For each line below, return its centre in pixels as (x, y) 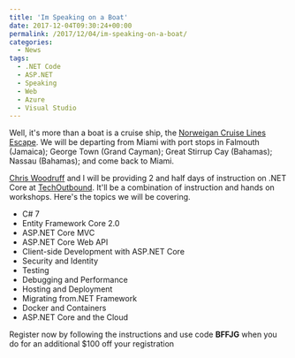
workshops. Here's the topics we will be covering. (100, 197)
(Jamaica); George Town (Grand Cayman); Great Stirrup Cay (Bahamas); (141, 152)
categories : (31, 42)
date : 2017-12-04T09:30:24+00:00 (71, 26)
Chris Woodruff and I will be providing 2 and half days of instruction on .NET (148, 179)
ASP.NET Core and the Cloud (75, 317)
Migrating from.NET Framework (79, 299)
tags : (19, 58)
